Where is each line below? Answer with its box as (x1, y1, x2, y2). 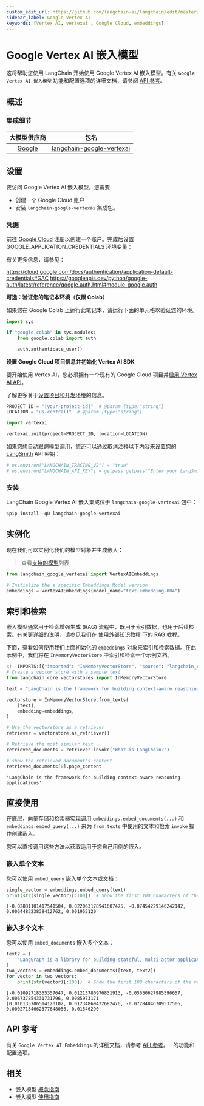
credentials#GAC (6, 274, 49, 282)
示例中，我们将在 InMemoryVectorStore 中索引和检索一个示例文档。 (6, 651, 173, 659)
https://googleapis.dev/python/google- (50, 274, 148, 282)
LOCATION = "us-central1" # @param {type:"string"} (6, 409, 143, 415)
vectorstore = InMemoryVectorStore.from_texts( (6, 696, 129, 703)
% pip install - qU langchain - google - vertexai (6, 511, 121, 517)
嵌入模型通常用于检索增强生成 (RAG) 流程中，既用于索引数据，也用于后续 (6, 623, 189, 631)
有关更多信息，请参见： (6, 256, 65, 263)
